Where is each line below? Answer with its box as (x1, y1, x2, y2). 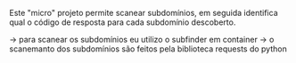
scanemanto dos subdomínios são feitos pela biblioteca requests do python (9, 43, 287, 54)
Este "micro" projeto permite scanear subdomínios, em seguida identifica (9, 8, 278, 18)
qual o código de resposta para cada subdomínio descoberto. (9, 17, 236, 28)
